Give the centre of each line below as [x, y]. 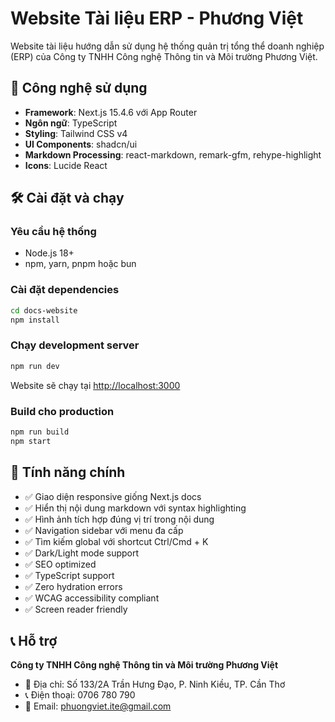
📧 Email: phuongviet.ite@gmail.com [98, 706]
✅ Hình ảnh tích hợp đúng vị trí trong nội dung [119, 519]
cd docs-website [44, 310]
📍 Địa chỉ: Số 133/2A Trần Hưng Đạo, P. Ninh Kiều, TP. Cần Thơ [155, 684]
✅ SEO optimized [60, 564]
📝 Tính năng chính [68, 472]
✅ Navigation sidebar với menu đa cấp [104, 530]
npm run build [40, 432]
